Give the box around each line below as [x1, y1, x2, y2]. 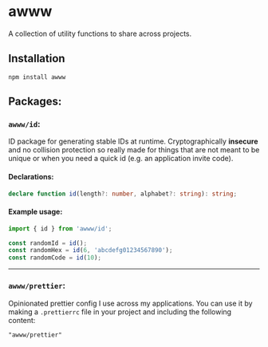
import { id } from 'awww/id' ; [8, 224, 112, 233]
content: [8, 315, 36, 325]
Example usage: [8, 207, 63, 217]
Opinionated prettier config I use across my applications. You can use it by [8, 298, 253, 308]
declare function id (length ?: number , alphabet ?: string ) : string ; [8, 190, 238, 198]
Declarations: [8, 172, 54, 182]
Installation [8, 52, 65, 65]
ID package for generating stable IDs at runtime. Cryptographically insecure [8, 136, 258, 146]
